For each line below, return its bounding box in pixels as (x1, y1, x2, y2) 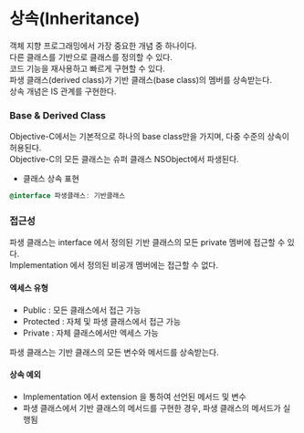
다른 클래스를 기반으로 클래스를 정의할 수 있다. (9, 51, 173, 62)
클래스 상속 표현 (22, 173, 79, 184)
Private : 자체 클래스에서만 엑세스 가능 (22, 327, 159, 338)
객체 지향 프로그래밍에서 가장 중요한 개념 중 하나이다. (9, 40, 197, 51)
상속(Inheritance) (9, 8, 141, 29)
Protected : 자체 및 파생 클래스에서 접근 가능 (22, 315, 181, 326)
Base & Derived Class (9, 108, 107, 121)
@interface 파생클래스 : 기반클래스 (9, 191, 126, 201)
